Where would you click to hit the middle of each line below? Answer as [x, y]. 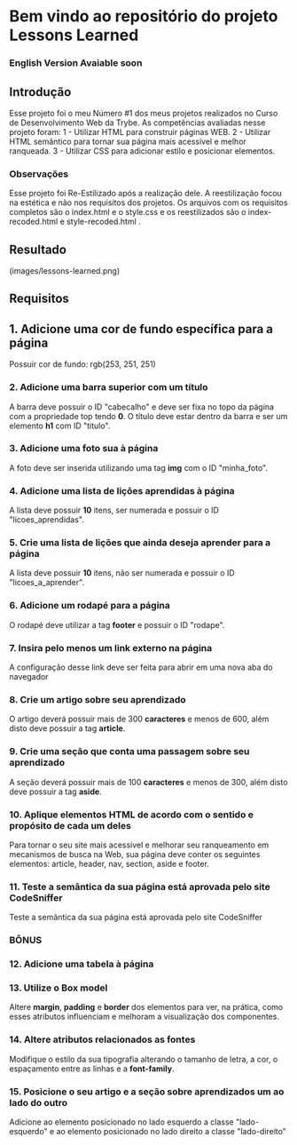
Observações [39, 173]
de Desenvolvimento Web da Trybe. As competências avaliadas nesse [137, 123]
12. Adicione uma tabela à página [82, 964]
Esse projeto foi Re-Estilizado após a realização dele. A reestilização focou [145, 194]
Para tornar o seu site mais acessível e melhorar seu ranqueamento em [139, 845]
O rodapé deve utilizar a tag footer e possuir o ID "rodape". [117, 624]
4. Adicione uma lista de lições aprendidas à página [122, 490]
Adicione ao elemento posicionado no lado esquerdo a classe [121, 1122]
